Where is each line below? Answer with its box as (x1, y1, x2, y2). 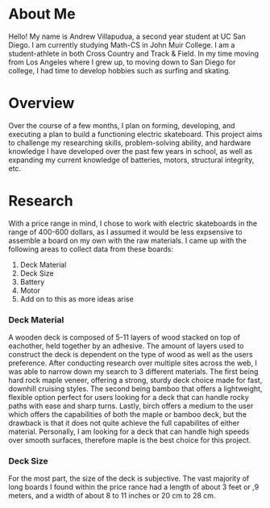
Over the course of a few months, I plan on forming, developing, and (8, 120, 235, 130)
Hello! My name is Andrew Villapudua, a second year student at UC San (8, 31, 246, 41)
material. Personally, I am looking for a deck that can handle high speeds (8, 427, 250, 436)
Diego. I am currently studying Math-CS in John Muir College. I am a (8, 40, 235, 49)
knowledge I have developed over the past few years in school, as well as (8, 146, 252, 156)
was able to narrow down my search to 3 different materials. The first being (8, 367, 259, 377)
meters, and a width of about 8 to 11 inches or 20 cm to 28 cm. (8, 491, 216, 501)
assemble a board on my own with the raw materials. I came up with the (8, 235, 247, 245)
